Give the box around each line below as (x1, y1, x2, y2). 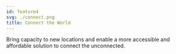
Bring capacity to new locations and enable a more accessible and (6, 36, 171, 43)
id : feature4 (6, 8, 39, 15)
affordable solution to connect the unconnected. (6, 42, 126, 49)
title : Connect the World (6, 20, 71, 26)
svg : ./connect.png (6, 14, 55, 20)
